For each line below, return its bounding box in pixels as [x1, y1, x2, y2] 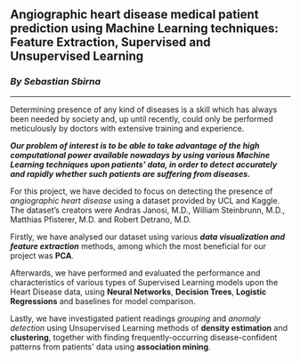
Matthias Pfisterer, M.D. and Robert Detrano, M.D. [10, 213, 192, 225]
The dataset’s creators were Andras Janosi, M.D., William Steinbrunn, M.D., [10, 205, 286, 215]
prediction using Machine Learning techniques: [10, 21, 280, 36]
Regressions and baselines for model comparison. [10, 295, 196, 306]
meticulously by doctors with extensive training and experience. [10, 123, 245, 133]
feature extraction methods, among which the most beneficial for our [10, 240, 266, 252]
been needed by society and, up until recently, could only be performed [10, 113, 274, 124]
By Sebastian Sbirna [10, 76, 101, 88]
